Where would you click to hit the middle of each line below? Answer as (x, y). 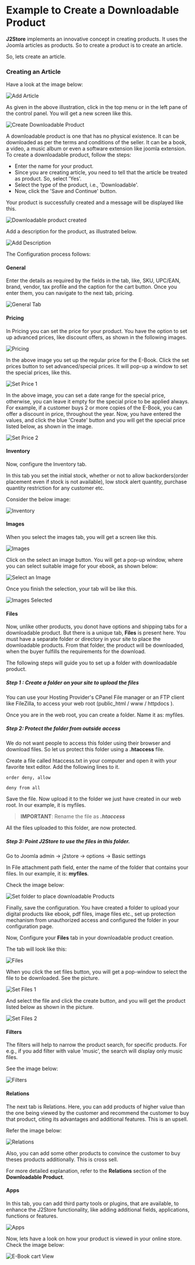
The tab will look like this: (36, 949)
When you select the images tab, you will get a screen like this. (82, 537)
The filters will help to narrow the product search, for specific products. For (97, 1045)
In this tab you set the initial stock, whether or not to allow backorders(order (97, 475)
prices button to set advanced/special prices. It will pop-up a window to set (97, 366)
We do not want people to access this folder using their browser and (88, 743)
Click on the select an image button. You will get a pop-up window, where (95, 560)
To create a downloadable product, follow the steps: (69, 155)
